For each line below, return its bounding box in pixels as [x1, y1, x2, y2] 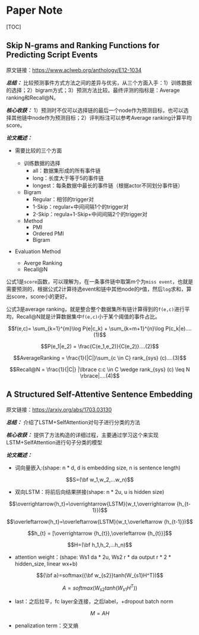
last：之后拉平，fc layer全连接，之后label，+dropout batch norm [14, 598, 173, 605]
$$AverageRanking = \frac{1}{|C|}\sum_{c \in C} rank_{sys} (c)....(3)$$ [13, 354, 187, 361]
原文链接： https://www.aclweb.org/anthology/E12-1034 [6, 66, 142, 73]
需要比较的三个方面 [14, 147, 62, 154]
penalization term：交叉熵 [14, 622, 78, 629]
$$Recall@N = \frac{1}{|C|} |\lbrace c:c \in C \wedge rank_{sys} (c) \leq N [10, 366, 190, 373]
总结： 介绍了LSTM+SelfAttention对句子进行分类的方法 [6, 418, 141, 426]
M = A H [90, 610, 110, 617]
